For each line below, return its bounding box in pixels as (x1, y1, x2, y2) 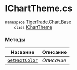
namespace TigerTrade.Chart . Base (5, 19, 72, 25)
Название (10, 49, 35, 56)
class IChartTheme (14, 24, 53, 30)
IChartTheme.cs (5, 3, 73, 14)
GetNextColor (7, 58, 38, 63)
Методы (5, 36, 26, 43)
